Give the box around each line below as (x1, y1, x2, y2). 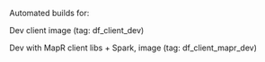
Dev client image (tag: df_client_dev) (9, 25, 145, 35)
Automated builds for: (9, 8, 90, 18)
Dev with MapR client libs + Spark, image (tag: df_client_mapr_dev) (9, 42, 258, 53)
